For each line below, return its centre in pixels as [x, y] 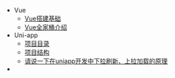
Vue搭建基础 [43, 18]
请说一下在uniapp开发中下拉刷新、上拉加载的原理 [96, 61]
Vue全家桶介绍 [46, 27]
